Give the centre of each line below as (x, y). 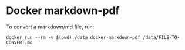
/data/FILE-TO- (162, 37)
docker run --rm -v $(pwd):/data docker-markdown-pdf (73, 37)
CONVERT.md (19, 42)
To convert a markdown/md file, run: (50, 27)
